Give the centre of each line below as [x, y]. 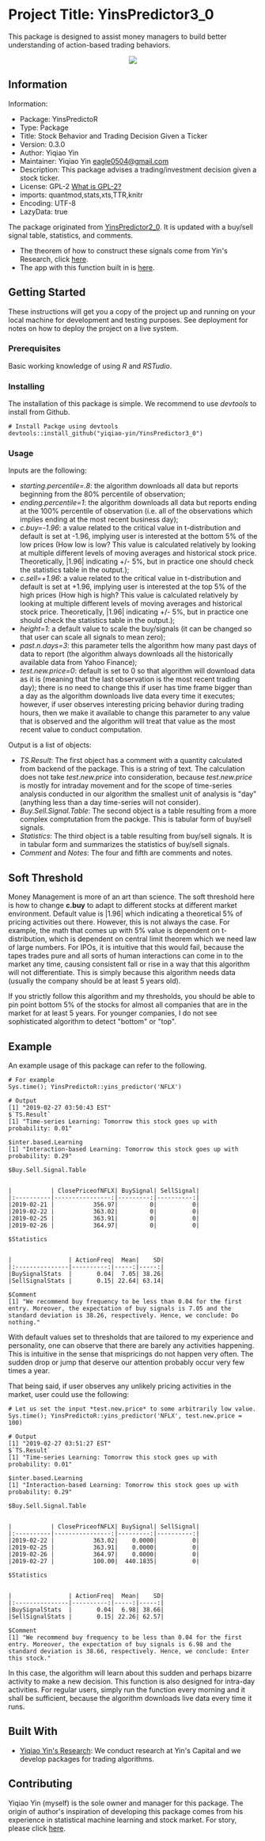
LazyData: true [44, 211]
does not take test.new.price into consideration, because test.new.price [136, 777]
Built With [33, 1731]
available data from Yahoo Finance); [78, 662]
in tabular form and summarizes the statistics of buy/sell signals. [125, 845]
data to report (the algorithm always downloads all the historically [126, 654]
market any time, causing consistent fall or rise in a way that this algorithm [129, 964]
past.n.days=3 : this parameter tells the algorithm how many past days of [138, 646]
